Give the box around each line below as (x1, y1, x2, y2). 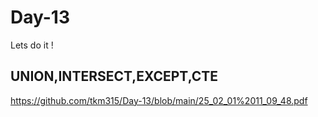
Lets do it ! (10, 39, 54, 51)
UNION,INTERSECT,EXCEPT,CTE (10, 68, 219, 85)
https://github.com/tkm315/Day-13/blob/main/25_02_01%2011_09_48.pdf (10, 94, 308, 106)
